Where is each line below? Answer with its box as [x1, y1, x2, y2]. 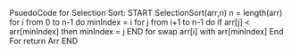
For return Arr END [9, 35, 79, 46]
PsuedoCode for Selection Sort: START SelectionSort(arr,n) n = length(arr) [9, 8, 283, 18]
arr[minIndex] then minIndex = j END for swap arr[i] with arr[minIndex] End [9, 26, 284, 36]
